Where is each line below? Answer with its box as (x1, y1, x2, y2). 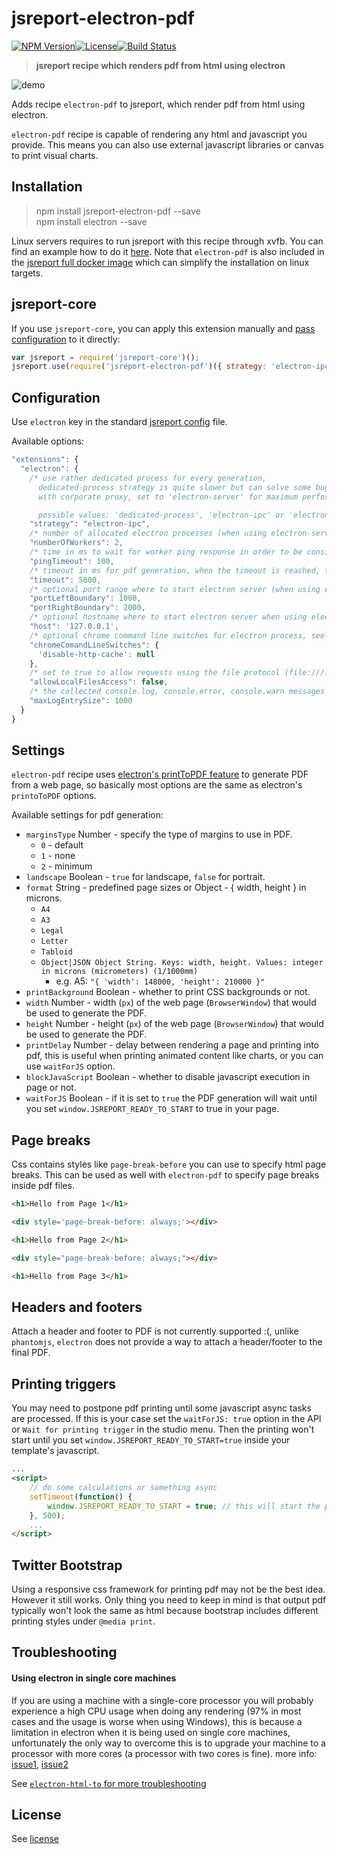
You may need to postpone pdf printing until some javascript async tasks (11, 1402, 312, 1414)
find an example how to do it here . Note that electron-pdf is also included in (11, 245, 325, 257)
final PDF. (11, 1347, 51, 1359)
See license (11, 1833, 60, 1845)
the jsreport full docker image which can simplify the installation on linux (11, 256, 310, 268)
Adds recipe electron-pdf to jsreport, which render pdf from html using (11, 98, 306, 110)
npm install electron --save (35, 215, 148, 227)
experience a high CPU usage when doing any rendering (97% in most (11, 1705, 302, 1717)
